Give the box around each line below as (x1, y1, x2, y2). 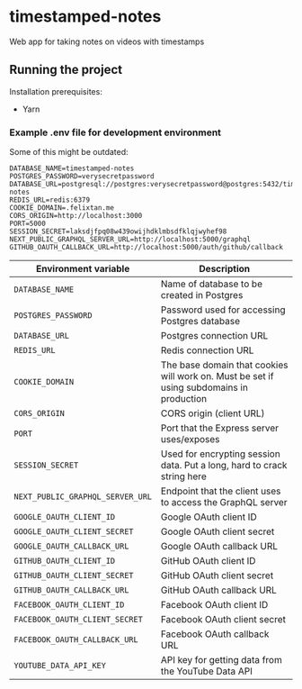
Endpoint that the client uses (160, 485, 281, 497)
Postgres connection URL (160, 330, 269, 342)
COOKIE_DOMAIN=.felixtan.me (9, 204, 115, 213)
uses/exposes (160, 433, 220, 446)
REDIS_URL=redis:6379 (9, 195, 91, 204)
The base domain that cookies (160, 358, 289, 371)
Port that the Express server (160, 422, 280, 434)
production (160, 393, 208, 405)
